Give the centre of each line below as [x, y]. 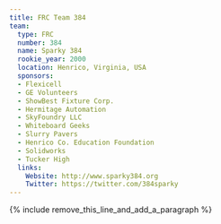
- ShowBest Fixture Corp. [66, 101]
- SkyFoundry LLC [50, 117]
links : [30, 168]
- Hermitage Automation [62, 109]
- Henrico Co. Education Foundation [86, 142]
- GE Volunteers [48, 92]
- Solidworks [42, 151]
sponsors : [35, 76]
